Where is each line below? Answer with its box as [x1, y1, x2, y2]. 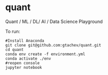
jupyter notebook [5, 65, 42, 70]
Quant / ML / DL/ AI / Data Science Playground [5, 18, 103, 24]
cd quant [5, 47, 24, 52]
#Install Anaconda [5, 38, 44, 43]
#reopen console [5, 60, 40, 65]
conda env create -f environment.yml [5, 52, 86, 57]
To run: [5, 28, 20, 34]
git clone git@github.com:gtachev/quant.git [5, 42, 101, 47]
